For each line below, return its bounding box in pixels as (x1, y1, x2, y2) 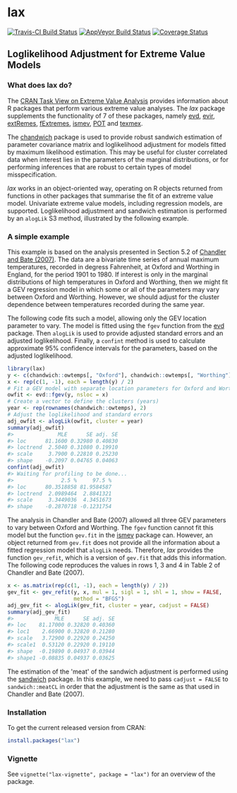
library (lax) (7, 365, 46, 372)
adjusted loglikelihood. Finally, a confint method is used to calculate (7, 336, 206, 345)
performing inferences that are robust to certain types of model (7, 163, 192, 171)
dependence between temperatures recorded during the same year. (7, 300, 205, 308)
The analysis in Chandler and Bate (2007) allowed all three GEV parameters (7, 516, 226, 524)
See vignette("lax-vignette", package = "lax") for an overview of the (7, 770, 216, 778)
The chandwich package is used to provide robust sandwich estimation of (7, 132, 222, 141)
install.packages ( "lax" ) (7, 736, 80, 744)
